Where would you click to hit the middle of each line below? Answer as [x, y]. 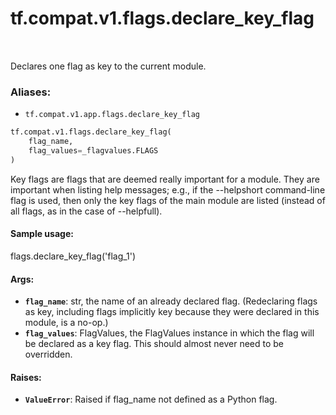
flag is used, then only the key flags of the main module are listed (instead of [168, 200]
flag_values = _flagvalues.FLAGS [93, 150]
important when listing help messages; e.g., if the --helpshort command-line [168, 189]
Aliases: [31, 92]
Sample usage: [42, 234]
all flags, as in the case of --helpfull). [86, 211]
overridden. [48, 354]
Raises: [26, 377]
